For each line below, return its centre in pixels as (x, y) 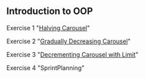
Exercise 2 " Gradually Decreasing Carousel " (69, 41)
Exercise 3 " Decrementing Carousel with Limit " (72, 54)
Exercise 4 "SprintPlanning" (45, 67)
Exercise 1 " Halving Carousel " (48, 27)
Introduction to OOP (50, 11)
